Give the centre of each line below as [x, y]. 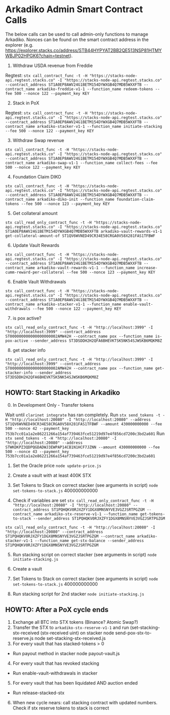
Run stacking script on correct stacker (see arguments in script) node [84, 554]
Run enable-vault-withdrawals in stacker [55, 673]
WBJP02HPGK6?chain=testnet [38, 56]
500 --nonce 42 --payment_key [37, 428]
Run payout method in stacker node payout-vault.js [66, 653]
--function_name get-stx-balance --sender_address [89, 541]
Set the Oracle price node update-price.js [57, 466]
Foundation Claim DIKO [37, 176]
